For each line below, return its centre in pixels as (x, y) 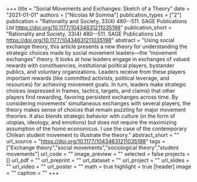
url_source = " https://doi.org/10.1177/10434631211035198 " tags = (86, 141)
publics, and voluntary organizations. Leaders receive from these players (96, 72)
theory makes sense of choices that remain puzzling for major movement (96, 110)
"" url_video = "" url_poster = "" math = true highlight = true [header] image (99, 167)
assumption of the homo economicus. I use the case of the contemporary (96, 128)
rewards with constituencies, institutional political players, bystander (90, 65)
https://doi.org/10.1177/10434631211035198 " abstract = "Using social (90, 40)
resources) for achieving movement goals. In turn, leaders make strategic (96, 84)
